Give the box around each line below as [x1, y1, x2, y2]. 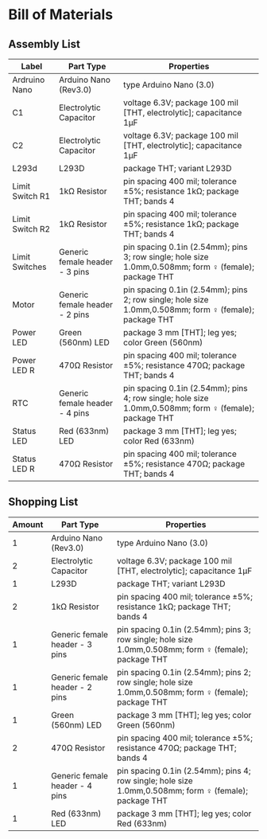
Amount [12, 519, 44, 530]
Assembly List [8, 37, 81, 51]
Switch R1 [12, 191, 50, 201]
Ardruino [12, 74, 45, 85]
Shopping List [8, 495, 79, 509]
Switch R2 [12, 224, 50, 234]
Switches [12, 261, 47, 272]
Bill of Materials [8, 6, 114, 24]
